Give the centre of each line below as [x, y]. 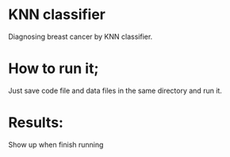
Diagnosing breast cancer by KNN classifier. [80, 36]
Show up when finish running [56, 144]
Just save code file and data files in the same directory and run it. [115, 90]
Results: [36, 123]
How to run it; [54, 69]
